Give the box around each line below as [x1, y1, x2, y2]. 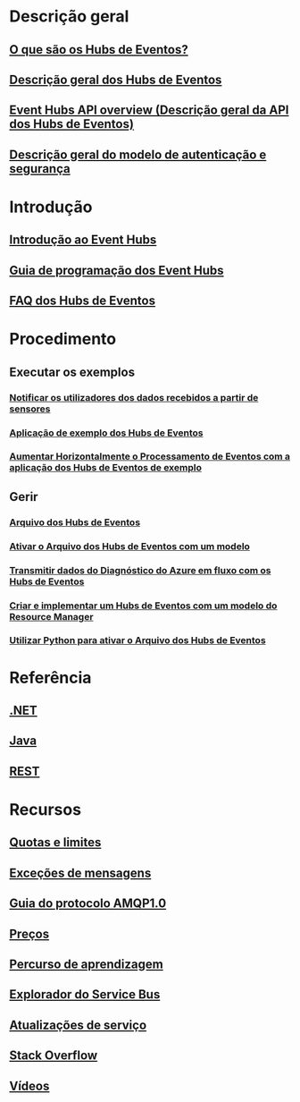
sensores [9, 403, 51, 415]
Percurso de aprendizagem [9, 956, 163, 971]
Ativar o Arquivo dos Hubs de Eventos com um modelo [9, 539, 250, 552]
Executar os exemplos [9, 364, 136, 379]
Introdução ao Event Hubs [9, 233, 157, 248]
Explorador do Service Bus [9, 987, 161, 1003]
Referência [9, 667, 92, 688]
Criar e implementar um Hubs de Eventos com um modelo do [9, 599, 278, 612]
